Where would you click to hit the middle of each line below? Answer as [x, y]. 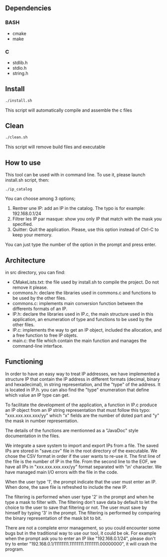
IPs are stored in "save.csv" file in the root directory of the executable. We [81, 451]
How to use [23, 163]
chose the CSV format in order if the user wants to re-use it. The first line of [83, 456]
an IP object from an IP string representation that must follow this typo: [78, 410]
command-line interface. [38, 346]
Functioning [24, 362]
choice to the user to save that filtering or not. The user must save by [76, 507]
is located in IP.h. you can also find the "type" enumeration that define [77, 390]
